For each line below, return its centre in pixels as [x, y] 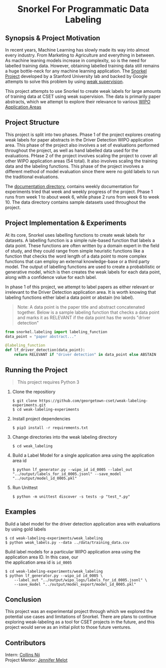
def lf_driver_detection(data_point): [45, 350]
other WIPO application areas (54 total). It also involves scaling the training [81, 161]
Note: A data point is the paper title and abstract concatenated [81, 307]
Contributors [26, 643]
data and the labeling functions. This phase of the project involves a [74, 166]
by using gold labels [26, 529]
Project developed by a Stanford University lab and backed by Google [76, 76]
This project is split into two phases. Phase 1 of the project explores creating [83, 134]
